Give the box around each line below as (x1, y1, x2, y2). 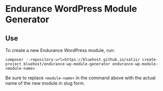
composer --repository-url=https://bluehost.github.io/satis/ (5, 57, 140, 62)
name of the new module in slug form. (5, 80, 85, 86)
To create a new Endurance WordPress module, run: (5, 48, 115, 53)
